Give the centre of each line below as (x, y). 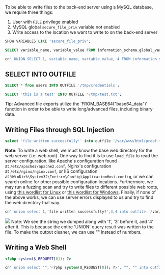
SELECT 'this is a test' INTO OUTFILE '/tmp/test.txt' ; (63, 95)
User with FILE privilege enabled (45, 22)
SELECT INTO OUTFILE (41, 74)
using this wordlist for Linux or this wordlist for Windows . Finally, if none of (81, 192)
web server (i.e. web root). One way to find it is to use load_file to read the (82, 155)
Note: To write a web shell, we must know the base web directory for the (79, 150)
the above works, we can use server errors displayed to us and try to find (79, 197)
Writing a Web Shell (36, 247)
